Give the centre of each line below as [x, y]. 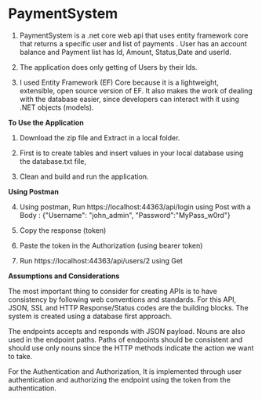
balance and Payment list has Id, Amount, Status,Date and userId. [125, 52]
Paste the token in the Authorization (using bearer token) [111, 245]
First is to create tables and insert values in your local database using [131, 153]
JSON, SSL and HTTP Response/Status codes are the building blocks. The [128, 307]
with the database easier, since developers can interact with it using [129, 99]
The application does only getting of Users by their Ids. [108, 67]
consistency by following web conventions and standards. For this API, [122, 299]
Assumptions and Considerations [64, 276]
